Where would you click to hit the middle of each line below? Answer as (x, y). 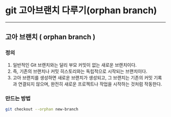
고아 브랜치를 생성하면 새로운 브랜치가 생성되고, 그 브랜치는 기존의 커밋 (82, 77)
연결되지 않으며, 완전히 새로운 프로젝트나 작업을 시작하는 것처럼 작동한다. (90, 84)
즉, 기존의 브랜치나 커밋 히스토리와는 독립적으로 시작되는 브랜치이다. (80, 71)
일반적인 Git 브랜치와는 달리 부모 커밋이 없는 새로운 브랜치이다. (75, 65)
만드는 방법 (18, 98)
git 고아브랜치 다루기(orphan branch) (81, 10)
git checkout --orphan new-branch (42, 109)
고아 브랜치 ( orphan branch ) (50, 37)
